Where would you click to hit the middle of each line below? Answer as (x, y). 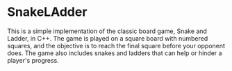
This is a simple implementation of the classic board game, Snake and (107, 31)
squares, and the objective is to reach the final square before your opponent (116, 45)
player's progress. (33, 60)
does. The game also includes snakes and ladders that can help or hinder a (115, 53)
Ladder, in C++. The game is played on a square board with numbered (108, 38)
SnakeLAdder (47, 12)
